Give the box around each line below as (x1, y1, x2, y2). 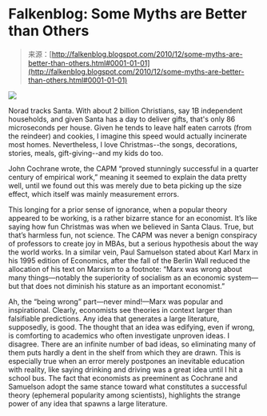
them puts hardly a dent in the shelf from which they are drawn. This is (8, 347, 241, 357)
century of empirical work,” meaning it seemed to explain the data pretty (8, 172, 247, 182)
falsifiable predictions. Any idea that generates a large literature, (8, 314, 220, 323)
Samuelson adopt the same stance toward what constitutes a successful (8, 382, 248, 391)
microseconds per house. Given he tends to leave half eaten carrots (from (8, 122, 252, 132)
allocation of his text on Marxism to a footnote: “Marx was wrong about (8, 264, 242, 274)
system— (227, 273, 259, 282)
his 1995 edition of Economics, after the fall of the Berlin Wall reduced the (8, 255, 250, 265)
